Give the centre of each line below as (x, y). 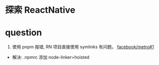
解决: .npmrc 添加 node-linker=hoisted (51, 57)
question (23, 33)
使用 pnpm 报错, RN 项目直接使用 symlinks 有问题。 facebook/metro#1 (83, 47)
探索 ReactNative (40, 10)
